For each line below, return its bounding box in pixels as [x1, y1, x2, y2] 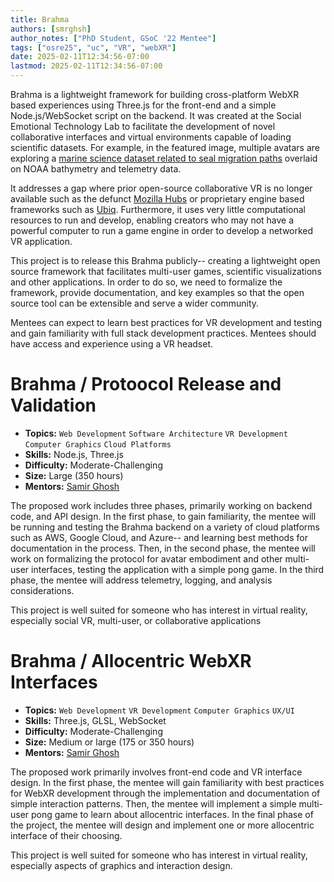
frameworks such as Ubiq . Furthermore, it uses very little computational [10, 204, 306, 215]
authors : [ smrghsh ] [10, 24, 92, 34]
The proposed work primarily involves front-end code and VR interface [10, 766, 303, 778]
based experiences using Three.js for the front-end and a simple [10, 99, 277, 111]
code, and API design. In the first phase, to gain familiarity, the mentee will [10, 510, 317, 522]
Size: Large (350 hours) [24, 469, 124, 481]
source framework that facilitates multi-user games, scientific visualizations [10, 266, 322, 277]
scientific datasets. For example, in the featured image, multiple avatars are [10, 142, 320, 153]
